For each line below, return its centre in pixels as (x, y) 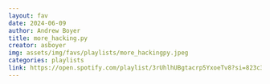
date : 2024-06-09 (37, 23)
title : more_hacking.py (48, 38)
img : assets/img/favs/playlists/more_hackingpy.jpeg (98, 53)
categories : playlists (46, 61)
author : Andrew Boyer (45, 30)
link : (17, 68)
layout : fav (28, 16)
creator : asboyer (37, 46)
